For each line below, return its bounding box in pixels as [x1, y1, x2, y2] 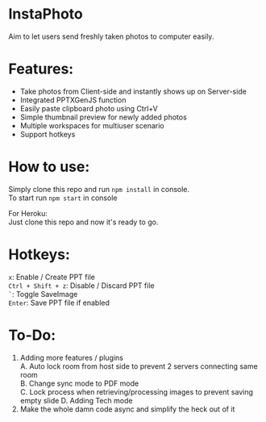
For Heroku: [8, 208, 48, 218]
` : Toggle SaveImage [8, 289, 78, 299]
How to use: [8, 158, 90, 176]
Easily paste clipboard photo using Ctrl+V [19, 103, 159, 113]
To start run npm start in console [8, 193, 118, 203]
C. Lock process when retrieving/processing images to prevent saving [19, 386, 254, 396]
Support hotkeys [19, 129, 76, 139]
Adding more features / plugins [19, 353, 123, 362]
